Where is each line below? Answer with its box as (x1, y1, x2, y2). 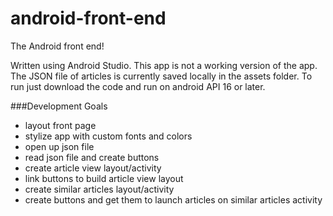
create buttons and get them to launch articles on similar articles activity (24, 193, 323, 206)
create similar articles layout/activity (24, 183, 175, 195)
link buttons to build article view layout (24, 172, 184, 184)
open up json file (24, 140, 95, 152)
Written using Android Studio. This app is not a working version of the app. (10, 59, 318, 71)
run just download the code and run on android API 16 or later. (10, 80, 266, 92)
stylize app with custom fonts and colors (24, 130, 193, 142)
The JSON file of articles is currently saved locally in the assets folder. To (10, 70, 313, 82)
